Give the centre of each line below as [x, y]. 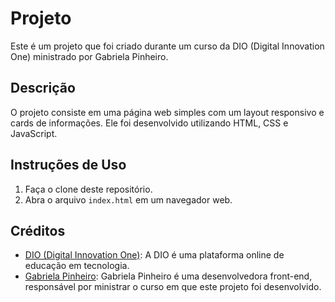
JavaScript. [34, 133]
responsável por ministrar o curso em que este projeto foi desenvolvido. [173, 287]
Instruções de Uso [68, 165]
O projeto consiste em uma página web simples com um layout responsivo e [167, 112]
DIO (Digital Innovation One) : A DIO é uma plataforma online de [154, 255]
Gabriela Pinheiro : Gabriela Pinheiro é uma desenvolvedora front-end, [168, 276]
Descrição [43, 88]
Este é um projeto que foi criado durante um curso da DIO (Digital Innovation [167, 46]
